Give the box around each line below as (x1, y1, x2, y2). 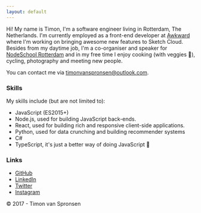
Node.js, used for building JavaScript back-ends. (14, 115, 137, 122)
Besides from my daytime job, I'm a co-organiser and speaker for (6, 44, 167, 52)
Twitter (14, 182, 33, 190)
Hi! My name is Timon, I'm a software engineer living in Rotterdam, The (6, 25, 182, 32)
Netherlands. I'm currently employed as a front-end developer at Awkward (6, 31, 190, 39)
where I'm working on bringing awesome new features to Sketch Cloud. (6, 38, 184, 45)
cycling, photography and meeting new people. (6, 57, 123, 64)
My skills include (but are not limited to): (6, 97, 106, 104)
